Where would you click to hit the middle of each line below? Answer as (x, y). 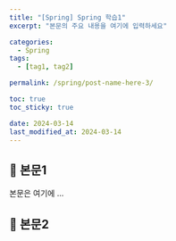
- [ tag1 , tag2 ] (46, 67)
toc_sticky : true (42, 107)
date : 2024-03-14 (42, 123)
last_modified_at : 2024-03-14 (66, 132)
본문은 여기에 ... (37, 194)
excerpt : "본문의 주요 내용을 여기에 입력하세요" (88, 26)
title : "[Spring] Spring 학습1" (68, 17)
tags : (19, 59)
